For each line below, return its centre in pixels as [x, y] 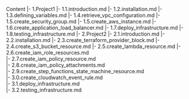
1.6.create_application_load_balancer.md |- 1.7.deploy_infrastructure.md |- [95, 28]
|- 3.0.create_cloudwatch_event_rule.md [55, 77]
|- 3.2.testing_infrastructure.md [44, 90]
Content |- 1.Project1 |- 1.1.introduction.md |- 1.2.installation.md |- [84, 9]
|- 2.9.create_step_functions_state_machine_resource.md [75, 71]
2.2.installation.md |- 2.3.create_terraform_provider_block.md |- [83, 40]
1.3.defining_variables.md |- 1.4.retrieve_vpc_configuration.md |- [83, 15]
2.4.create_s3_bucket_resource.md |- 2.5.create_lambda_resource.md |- [94, 46]
